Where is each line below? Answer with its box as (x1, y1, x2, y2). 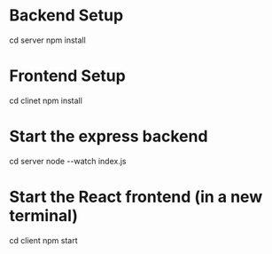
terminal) (9, 206, 78, 226)
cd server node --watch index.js (9, 155, 127, 166)
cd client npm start (9, 234, 78, 245)
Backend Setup (9, 5, 124, 26)
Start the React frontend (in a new (9, 187, 263, 207)
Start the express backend (9, 126, 208, 147)
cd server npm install (9, 35, 86, 45)
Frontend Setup (9, 66, 126, 86)
